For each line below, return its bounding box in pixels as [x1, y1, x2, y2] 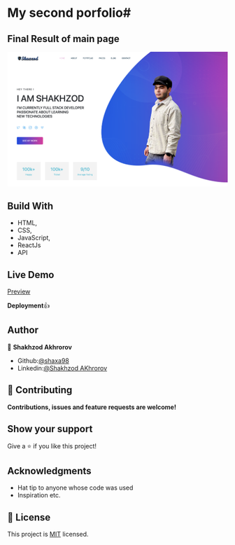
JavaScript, [17, 233, 51, 242]
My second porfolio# [7, 5, 131, 21]
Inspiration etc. [17, 491, 61, 499]
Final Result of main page [7, 33, 120, 45]
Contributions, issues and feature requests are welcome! [7, 403, 177, 411]
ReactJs [17, 241, 41, 249]
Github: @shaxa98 [17, 356, 70, 365]
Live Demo [7, 268, 55, 281]
